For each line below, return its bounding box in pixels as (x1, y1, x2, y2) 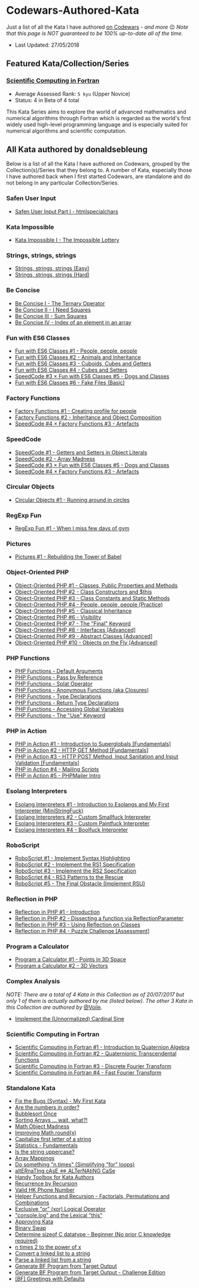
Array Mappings (14, 1155, 55, 1162)
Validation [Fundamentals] (14, 760, 79, 767)
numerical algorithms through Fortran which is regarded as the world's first (6, 114, 191, 121)
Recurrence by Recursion (14, 1180, 78, 1187)
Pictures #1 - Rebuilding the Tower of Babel (14, 553, 122, 561)
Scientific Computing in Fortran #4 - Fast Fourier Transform (14, 1069, 162, 1076)
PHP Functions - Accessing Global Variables (14, 706, 124, 712)
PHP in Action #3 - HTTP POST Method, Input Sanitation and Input (14, 753, 179, 760)
